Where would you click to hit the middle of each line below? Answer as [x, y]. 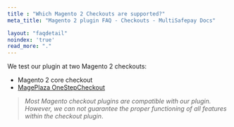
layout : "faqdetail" [38, 33]
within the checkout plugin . [64, 116]
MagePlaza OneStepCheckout [61, 87]
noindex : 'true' [31, 40]
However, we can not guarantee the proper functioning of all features [125, 109]
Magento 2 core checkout [55, 80]
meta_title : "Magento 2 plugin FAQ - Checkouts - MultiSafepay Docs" [112, 20]
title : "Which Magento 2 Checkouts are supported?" [86, 14]
